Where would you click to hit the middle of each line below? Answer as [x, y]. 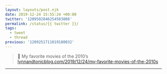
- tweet [18, 33]
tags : [11, 28]
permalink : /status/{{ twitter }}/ [42, 24]
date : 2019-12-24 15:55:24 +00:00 [41, 14]
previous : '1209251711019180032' [40, 42]
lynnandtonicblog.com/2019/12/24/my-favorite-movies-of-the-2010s [88, 61]
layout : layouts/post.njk [32, 10]
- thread [19, 38]
